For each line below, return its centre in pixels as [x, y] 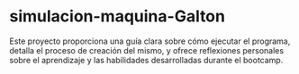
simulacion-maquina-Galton [117, 16]
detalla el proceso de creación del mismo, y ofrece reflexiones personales [147, 50]
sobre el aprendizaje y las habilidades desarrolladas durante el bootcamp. [146, 60]
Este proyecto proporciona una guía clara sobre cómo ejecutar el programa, [150, 41]
